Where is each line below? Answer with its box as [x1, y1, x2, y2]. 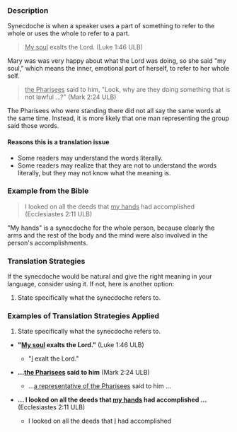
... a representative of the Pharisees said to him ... [28, 382, 171, 390]
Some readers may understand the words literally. [17, 153, 163, 162]
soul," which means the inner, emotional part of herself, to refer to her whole [7, 64, 230, 73]
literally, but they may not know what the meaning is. [17, 168, 171, 177]
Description [7, 6, 49, 16]
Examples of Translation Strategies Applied [7, 311, 160, 321]
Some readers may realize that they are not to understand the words [17, 161, 217, 170]
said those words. [7, 122, 59, 130]
